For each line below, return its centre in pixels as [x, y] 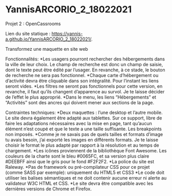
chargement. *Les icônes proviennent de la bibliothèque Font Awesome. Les [86, 150]
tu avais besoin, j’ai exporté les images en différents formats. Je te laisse [82, 140]
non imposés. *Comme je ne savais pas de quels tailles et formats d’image [84, 134]
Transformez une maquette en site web [47, 49]
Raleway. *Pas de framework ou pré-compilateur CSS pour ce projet [78, 167]
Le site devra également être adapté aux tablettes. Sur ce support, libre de [84, 118]
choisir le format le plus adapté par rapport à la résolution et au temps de [82, 145]
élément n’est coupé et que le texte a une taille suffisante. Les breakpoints [84, 129]
